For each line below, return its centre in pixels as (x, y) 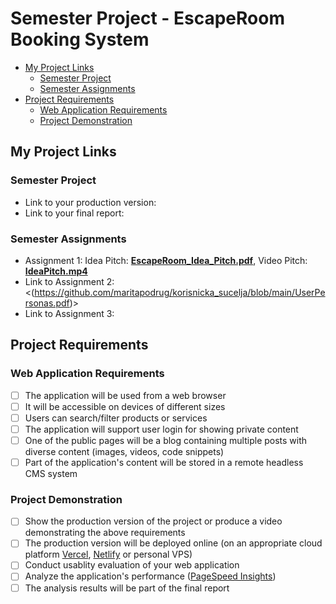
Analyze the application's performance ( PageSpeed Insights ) (150, 576)
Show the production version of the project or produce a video (153, 521)
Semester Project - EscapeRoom (147, 18)
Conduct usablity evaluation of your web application (132, 565)
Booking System (80, 39)
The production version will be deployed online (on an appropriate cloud (173, 543)
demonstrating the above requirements (105, 533)
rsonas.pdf (47, 303)
